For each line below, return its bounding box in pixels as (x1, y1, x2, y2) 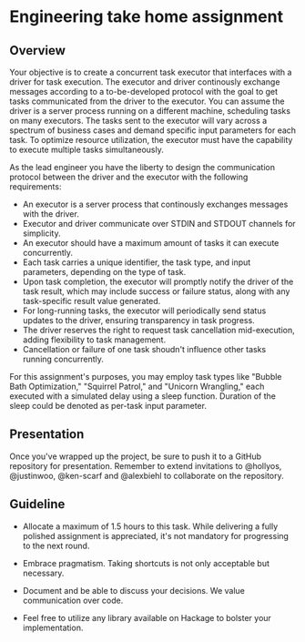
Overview (9, 43, 66, 58)
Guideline (9, 496, 66, 512)
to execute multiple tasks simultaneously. (9, 144, 164, 155)
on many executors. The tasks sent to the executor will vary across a (9, 116, 268, 126)
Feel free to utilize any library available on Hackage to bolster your (22, 612, 271, 623)
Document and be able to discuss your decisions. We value (22, 585, 246, 596)
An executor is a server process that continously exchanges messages (22, 199, 289, 209)
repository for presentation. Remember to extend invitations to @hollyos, (9, 460, 282, 471)
